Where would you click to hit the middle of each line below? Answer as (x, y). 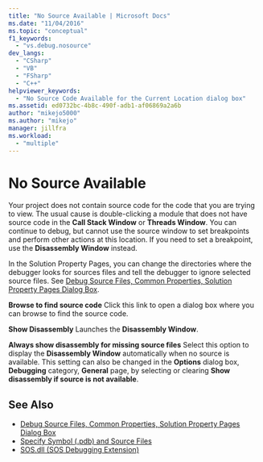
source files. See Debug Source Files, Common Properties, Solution (120, 281)
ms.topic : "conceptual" (48, 31)
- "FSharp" (34, 76)
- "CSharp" (34, 61)
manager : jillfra (37, 128)
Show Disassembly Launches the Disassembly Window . (103, 329)
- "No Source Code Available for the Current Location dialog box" (131, 98)
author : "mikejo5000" (45, 114)
